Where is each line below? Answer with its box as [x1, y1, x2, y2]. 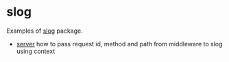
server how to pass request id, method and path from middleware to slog [16, 40, 223, 48]
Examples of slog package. [6, 27, 83, 35]
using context [16, 47, 56, 55]
